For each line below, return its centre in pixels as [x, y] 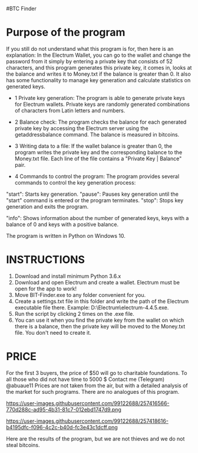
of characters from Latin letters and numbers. [70, 110]
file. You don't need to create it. [53, 332]
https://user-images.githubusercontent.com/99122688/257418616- [88, 421]
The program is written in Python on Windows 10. [66, 235]
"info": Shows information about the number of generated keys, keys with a [98, 218]
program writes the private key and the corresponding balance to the [98, 152]
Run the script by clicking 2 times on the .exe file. [74, 313]
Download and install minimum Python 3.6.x [68, 276]
